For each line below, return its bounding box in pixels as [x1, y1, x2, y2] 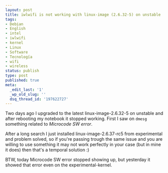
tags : [5, 17, 17, 22]
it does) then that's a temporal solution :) [5, 147, 90, 153]
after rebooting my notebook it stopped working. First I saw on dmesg [5, 116, 147, 122]
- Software [5, 49, 28, 54]
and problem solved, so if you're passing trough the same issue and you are [5, 136, 163, 142]
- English [5, 26, 26, 31]
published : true [5, 78, 39, 83]
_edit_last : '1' [10, 87, 44, 92]
